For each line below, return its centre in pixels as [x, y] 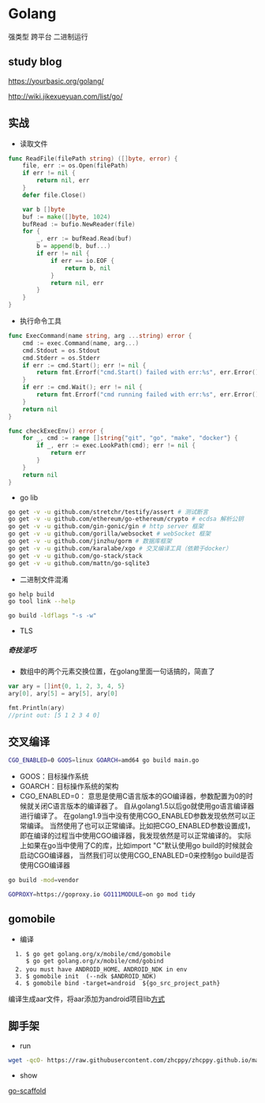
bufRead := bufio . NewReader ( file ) [79, 224]
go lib [29, 497]
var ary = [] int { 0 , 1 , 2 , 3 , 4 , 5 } [67, 687]
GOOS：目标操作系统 [54, 777]
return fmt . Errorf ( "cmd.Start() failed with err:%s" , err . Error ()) [149, 373]
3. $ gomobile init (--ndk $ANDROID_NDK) [86, 976]
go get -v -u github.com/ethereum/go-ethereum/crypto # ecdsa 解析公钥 [126, 519]
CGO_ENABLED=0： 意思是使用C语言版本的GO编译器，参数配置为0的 [132, 796]
